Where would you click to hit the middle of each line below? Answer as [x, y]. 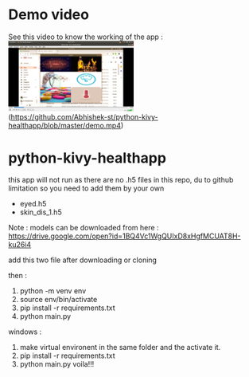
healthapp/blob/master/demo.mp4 [65, 126]
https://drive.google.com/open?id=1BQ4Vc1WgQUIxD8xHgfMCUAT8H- [124, 236]
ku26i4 [20, 245]
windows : [25, 332]
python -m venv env [53, 291]
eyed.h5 [33, 204]
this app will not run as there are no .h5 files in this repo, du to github [121, 180]
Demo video [49, 15]
